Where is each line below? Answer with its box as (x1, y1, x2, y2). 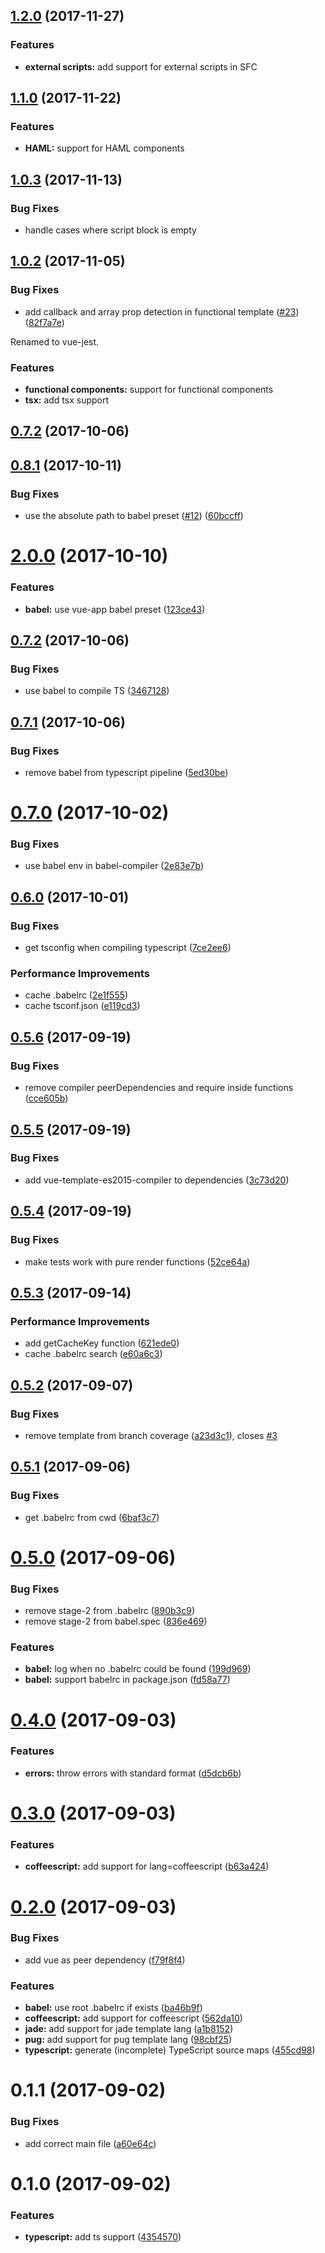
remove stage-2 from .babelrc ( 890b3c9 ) (24, 1605, 195, 1617)
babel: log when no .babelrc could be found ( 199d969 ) (24, 1663, 252, 1675)
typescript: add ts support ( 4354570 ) (24, 2231, 182, 2243)
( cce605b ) (24, 1092, 69, 1104)
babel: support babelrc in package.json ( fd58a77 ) (24, 1674, 231, 1686)
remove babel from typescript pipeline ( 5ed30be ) (24, 766, 229, 778)
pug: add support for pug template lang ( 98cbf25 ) (24, 2034, 233, 2046)
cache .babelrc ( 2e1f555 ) (24, 989, 129, 1001)
